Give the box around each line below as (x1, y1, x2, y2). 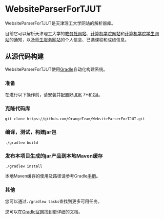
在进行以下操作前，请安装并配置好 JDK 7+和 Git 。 (5, 92, 103, 98)
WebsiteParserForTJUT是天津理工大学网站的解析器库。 (5, 20, 116, 26)
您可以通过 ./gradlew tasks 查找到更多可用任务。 (5, 198, 102, 204)
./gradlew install (5, 164, 42, 169)
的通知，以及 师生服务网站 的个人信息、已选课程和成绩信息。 (9, 37, 129, 43)
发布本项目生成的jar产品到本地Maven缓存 (5, 153, 103, 159)
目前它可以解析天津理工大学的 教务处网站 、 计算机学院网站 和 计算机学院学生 (5, 30, 155, 36)
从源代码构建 (5, 52, 44, 61)
